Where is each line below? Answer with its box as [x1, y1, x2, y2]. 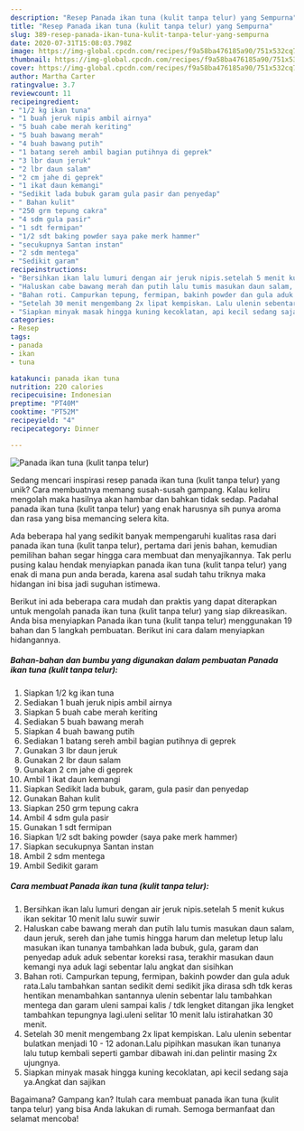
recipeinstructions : [10, 266, 88, 275]
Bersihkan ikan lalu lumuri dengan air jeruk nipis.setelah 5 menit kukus [23, 903, 285, 914]
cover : [10, 64, 35, 73]
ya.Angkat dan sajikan [23, 1076, 106, 1087]
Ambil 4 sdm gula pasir [23, 812, 109, 823]
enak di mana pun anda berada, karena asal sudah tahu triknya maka [10, 568, 266, 579]
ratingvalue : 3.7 [10, 80, 76, 89]
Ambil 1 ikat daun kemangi [23, 773, 121, 784]
